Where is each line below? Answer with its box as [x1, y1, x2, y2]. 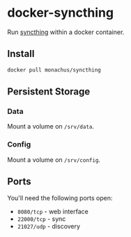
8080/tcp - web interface [17, 207, 89, 216]
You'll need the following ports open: [7, 194, 113, 202]
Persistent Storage [7, 85, 91, 98]
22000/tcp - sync [17, 215, 66, 223]
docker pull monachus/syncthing [7, 66, 101, 74]
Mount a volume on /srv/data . [7, 122, 95, 131]
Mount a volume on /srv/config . [7, 155, 101, 164]
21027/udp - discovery [17, 222, 81, 231]
